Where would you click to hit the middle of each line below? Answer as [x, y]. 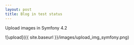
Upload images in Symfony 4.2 [36, 28]
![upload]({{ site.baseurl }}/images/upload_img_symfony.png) [67, 37]
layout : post [18, 9]
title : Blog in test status [34, 14]
